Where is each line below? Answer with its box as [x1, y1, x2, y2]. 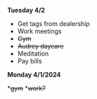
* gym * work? [7, 84, 46, 92]
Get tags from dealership [17, 20, 90, 27]
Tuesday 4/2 [7, 6, 46, 14]
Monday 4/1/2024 [7, 70, 61, 79]
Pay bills [17, 57, 42, 65]
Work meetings [17, 27, 62, 35]
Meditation [17, 49, 49, 58]
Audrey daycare [17, 42, 65, 50]
